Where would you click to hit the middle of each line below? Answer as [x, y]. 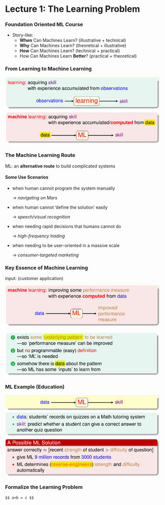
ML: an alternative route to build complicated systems [60, 166]
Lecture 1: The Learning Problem [73, 9]
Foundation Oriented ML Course [44, 25]
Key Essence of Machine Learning [47, 268]
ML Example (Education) [35, 387]
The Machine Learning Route [40, 155]
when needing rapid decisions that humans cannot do [67, 226]
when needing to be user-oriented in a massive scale [66, 245]
